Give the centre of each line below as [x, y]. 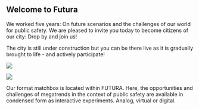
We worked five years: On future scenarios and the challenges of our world [99, 24]
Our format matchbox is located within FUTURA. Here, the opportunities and [100, 88]
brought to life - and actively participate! [56, 54]
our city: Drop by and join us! [42, 36]
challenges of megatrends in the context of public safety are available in [95, 94]
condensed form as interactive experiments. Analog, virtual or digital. [91, 101]
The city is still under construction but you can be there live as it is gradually [100, 48]
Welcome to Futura [42, 10]
